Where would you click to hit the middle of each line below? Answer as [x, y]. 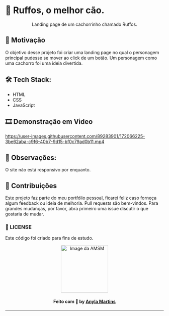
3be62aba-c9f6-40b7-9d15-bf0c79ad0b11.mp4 [55, 142]
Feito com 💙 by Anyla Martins [84, 301]
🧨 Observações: [31, 157]
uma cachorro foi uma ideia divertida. [44, 63]
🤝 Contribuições [31, 186]
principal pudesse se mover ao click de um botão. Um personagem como [81, 58]
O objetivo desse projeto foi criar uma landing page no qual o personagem [82, 52]
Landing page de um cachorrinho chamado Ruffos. [84, 24]
